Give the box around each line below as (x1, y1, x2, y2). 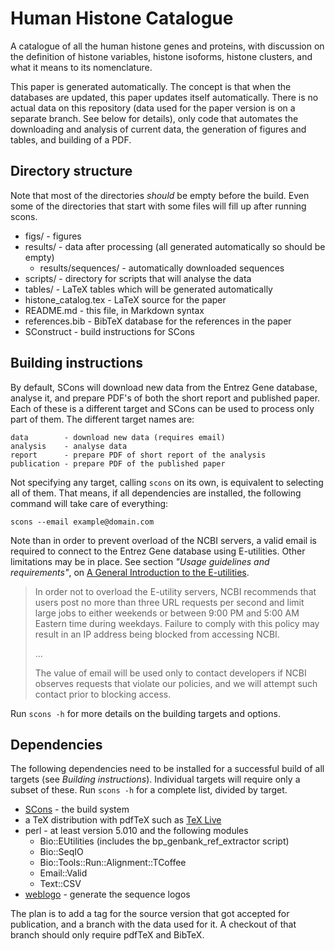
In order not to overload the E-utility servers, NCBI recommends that (34, 585, 317, 597)
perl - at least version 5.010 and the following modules (24, 825, 249, 837)
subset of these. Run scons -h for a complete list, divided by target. (10, 784, 288, 796)
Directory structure (10, 163, 133, 180)
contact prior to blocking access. (34, 688, 172, 700)
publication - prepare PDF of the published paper (10, 458, 226, 469)
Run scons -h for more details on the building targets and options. (10, 707, 281, 719)
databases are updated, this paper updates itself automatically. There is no (10, 91, 319, 103)
